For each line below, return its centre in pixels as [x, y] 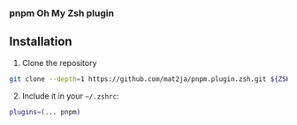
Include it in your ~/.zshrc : [70, 96]
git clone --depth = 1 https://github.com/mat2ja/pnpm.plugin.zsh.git [138, 79]
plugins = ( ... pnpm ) [45, 112]
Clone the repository [59, 62]
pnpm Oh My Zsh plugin [62, 13]
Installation [41, 42]
